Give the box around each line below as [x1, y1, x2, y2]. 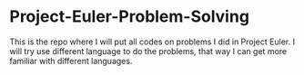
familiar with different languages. [9, 55, 133, 66]
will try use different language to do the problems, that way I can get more [9, 45, 288, 56]
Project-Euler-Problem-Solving [9, 6, 250, 27]
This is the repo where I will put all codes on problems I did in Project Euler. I [9, 36, 296, 47]
